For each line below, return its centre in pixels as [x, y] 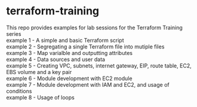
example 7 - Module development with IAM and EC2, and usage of [88, 84]
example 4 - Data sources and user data [56, 59]
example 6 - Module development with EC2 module [69, 78]
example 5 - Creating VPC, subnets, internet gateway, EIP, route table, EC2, [99, 65]
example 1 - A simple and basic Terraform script [65, 40]
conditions [19, 91]
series [14, 33]
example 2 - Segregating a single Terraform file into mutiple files [85, 47]
